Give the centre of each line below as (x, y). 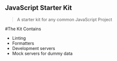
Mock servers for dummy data (42, 53)
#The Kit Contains (23, 29)
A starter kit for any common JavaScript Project (65, 19)
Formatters (23, 43)
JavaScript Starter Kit (38, 8)
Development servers (33, 48)
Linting (19, 38)
